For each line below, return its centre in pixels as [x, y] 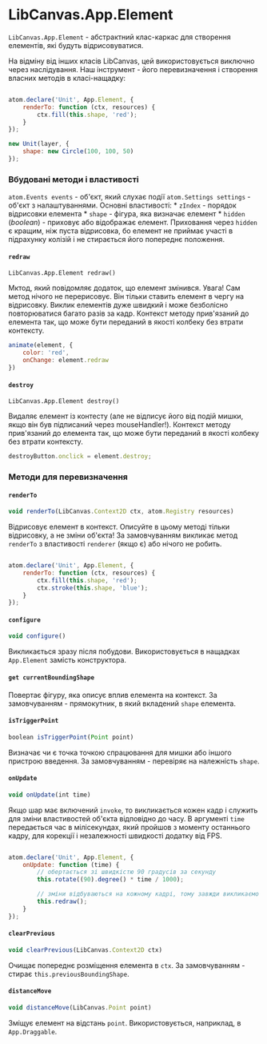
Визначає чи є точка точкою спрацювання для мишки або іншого [120, 752]
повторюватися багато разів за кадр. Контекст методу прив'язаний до [129, 313]
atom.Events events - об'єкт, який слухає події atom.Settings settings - [130, 197]
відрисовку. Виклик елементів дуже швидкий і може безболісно [118, 305]
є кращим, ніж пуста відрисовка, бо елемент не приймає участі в [121, 231]
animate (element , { [41, 345]
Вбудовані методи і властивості [74, 179]
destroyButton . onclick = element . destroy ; [80, 457]
